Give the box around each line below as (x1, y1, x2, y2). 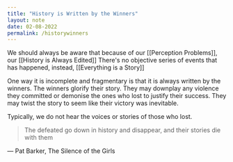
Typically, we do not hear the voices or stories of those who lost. (7, 113, 193, 121)
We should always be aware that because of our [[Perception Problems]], (7, 49, 218, 57)
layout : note (7, 17, 45, 24)
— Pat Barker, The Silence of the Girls (7, 147, 115, 155)
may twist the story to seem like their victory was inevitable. (7, 99, 179, 108)
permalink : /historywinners (7, 29, 89, 37)
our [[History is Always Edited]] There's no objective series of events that (7, 56, 218, 65)
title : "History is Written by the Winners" (7, 10, 138, 17)
